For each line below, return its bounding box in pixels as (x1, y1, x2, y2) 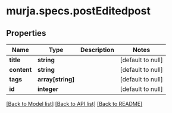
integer (37, 85, 58, 93)
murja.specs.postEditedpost (6, 4, 151, 18)
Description (80, 46, 114, 54)
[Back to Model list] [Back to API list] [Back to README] (6, 100, 143, 107)
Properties (6, 28, 46, 38)
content (9, 66, 32, 74)
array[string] (37, 75, 75, 83)
